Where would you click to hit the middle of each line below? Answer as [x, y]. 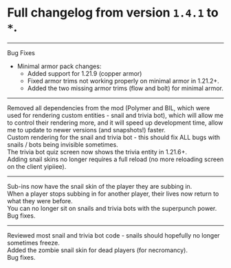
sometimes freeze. [33, 243]
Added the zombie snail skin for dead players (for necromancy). [97, 250]
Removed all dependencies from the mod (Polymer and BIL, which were [109, 107]
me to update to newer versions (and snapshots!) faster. [87, 130]
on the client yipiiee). [37, 166]
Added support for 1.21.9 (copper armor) [85, 73]
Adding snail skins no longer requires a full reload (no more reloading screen [115, 159]
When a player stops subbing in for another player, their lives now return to [113, 194]
